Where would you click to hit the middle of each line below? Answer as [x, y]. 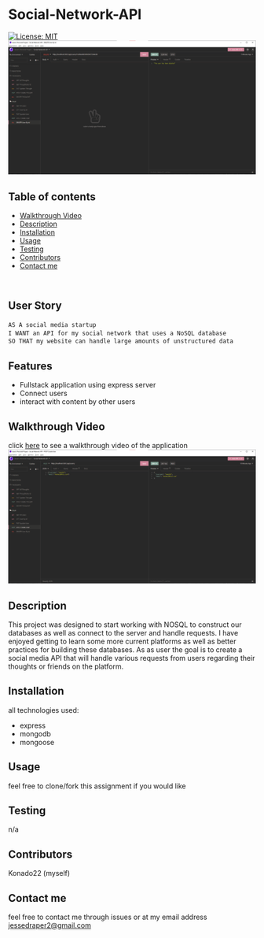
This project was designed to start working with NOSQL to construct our [125, 625]
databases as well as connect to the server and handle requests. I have [123, 632]
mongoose [37, 742]
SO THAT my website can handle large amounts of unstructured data [121, 341]
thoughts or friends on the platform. [66, 666]
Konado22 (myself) [39, 873]
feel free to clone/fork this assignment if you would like [97, 786]
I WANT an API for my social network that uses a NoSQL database [117, 333]
